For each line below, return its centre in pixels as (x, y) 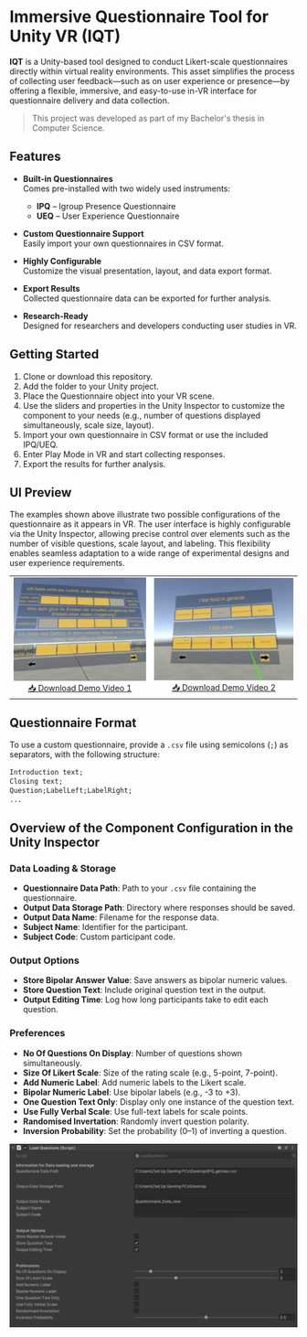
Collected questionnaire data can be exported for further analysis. (147, 298)
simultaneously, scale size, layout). (88, 425)
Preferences (37, 1033)
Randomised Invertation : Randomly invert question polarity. (136, 1121)
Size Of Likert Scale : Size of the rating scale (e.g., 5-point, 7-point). (150, 1073)
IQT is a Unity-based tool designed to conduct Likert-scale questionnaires (149, 61)
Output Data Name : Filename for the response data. (121, 917)
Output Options (44, 960)
